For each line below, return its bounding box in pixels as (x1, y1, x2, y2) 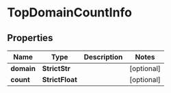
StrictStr (42, 64, 70, 73)
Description (83, 53, 123, 62)
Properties (7, 32, 53, 44)
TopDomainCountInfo (7, 5, 132, 21)
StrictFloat (42, 75, 77, 84)
